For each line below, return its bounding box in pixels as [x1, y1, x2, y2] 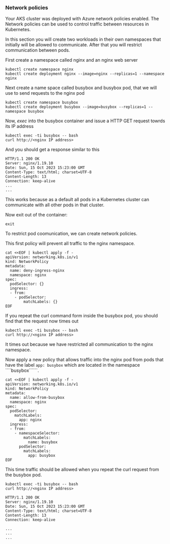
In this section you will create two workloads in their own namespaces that [5, 36, 161, 42]
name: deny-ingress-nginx [10, 268, 65, 274]
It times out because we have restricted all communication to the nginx [5, 341, 153, 347]
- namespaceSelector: [14, 431, 60, 436]
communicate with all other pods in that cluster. [5, 202, 105, 208]
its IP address [5, 123, 34, 129]
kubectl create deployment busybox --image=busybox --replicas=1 [5, 104, 146, 110]
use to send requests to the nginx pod [5, 90, 85, 96]
